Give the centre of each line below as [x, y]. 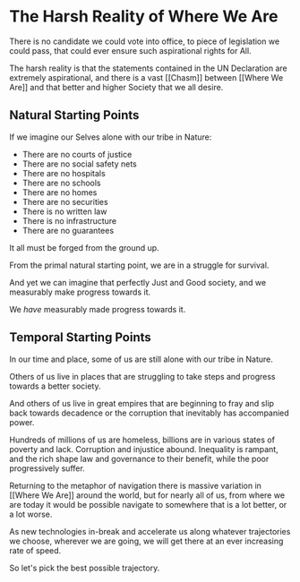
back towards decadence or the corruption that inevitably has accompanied [149, 413]
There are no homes [60, 192]
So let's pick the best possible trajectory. [85, 568]
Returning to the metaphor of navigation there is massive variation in [136, 485]
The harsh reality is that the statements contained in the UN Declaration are [149, 68]
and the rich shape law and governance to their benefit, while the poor [139, 458]
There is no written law [64, 211]
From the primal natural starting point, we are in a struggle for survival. [139, 265]
